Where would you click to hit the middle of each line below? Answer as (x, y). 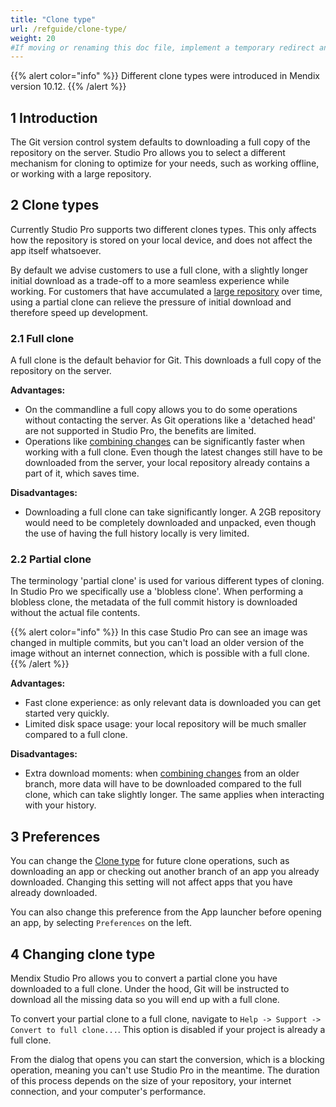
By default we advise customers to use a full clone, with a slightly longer (159, 270)
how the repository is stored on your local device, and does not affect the (161, 240)
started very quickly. (67, 713)
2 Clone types (55, 205)
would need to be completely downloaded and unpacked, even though (170, 523)
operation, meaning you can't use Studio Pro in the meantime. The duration (165, 1070)
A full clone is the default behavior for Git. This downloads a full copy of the (166, 360)
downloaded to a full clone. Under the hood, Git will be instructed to (150, 989)
